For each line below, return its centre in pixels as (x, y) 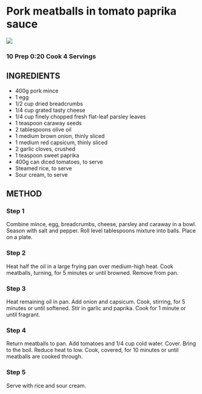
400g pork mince (37, 91)
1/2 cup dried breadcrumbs (49, 103)
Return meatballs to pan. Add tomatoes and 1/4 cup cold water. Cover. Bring (101, 344)
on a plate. (19, 237)
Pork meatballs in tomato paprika (92, 11)
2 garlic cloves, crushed (45, 149)
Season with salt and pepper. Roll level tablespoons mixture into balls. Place (101, 231)
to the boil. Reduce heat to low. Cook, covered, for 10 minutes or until (93, 350)
